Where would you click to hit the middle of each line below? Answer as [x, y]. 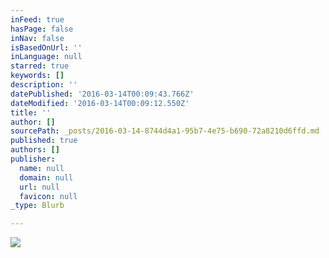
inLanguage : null [46, 57]
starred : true [40, 66]
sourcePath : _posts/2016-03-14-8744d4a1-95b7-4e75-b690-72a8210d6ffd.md [165, 131]
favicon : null [48, 196]
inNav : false [37, 38]
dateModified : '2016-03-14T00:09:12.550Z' [100, 103]
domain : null [46, 177]
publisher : [33, 159]
